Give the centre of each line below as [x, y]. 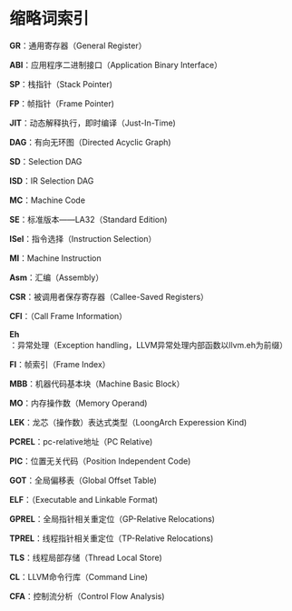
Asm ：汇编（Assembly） [57, 277]
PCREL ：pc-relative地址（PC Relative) [81, 441]
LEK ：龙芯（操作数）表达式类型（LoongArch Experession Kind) [128, 422]
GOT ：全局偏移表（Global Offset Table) [83, 480]
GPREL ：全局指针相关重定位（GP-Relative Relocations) [112, 518]
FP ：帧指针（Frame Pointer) [62, 103]
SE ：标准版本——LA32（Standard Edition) [88, 219]
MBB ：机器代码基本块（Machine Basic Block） [97, 384]
